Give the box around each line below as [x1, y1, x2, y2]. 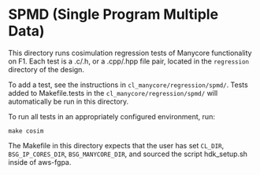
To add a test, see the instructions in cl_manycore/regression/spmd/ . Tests [8, 80, 248, 89]
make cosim [8, 127, 44, 135]
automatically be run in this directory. [8, 97, 129, 106]
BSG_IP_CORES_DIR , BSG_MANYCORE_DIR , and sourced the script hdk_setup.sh [8, 149, 248, 159]
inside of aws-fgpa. [8, 157, 72, 166]
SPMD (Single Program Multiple [8, 5, 219, 24]
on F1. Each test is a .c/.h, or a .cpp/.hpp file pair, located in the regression [8, 57, 250, 66]
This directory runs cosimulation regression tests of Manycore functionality [8, 48, 252, 57]
